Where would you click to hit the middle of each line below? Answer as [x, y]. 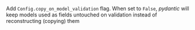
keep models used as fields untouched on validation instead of [82, 15]
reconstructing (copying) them [43, 21]
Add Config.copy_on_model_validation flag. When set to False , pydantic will [97, 9]
